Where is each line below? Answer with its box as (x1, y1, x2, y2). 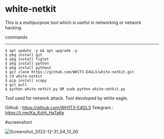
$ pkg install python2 (5, 65, 51, 70)
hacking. (5, 24, 23, 30)
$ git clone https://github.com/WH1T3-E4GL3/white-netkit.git (5, 69, 134, 74)
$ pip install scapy (5, 78, 47, 83)
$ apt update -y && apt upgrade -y (5, 48, 78, 53)
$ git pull (5, 82, 27, 87)
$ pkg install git (5, 52, 42, 57)
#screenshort (5, 119, 33, 125)
